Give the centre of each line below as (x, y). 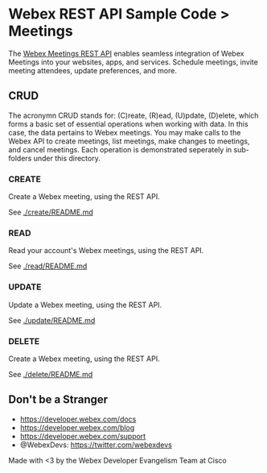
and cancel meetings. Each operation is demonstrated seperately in (120, 149)
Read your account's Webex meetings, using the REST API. (106, 251)
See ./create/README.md (51, 212)
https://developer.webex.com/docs (78, 419)
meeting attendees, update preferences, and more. (92, 70)
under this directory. (67, 158)
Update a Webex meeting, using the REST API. (85, 305)
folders (20, 158)
